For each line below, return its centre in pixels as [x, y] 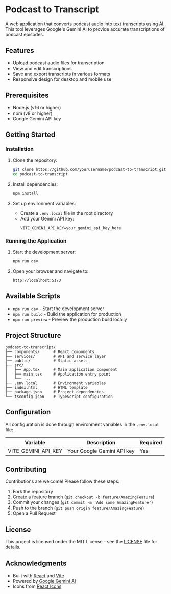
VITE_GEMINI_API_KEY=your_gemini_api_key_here [71, 228]
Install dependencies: [35, 184]
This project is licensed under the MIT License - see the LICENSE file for [81, 542]
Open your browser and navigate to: [51, 271]
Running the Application [36, 240]
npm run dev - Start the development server [58, 309]
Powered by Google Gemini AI [44, 581]
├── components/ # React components [50, 351]
